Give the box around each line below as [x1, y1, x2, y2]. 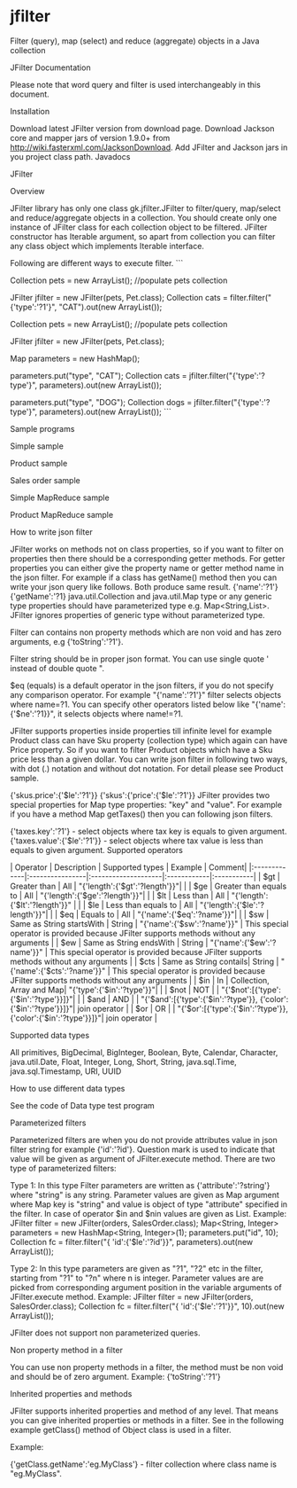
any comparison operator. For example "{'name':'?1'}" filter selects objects [10, 689, 282, 700]
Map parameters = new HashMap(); [10, 353, 141, 364]
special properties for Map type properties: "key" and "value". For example [10, 799, 282, 810]
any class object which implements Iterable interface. [10, 240, 204, 251]
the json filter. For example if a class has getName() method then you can [10, 572, 278, 583]
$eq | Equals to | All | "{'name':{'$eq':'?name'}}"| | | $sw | [59, 909, 270, 920]
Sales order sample [10, 474, 80, 485]
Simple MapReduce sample [10, 492, 110, 503]
